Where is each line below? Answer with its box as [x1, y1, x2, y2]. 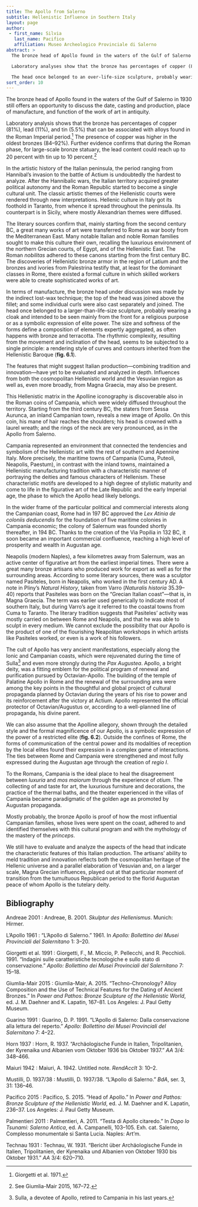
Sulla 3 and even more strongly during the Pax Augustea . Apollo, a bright [6, 658, 181, 666]
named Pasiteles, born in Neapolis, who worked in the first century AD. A [6, 578, 183, 585]
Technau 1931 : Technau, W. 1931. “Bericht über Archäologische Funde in [6, 1142, 183, 1149]
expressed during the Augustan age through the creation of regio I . [6, 759, 169, 766]
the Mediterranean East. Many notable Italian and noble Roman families [6, 232, 179, 240]
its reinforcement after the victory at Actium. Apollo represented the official [6, 697, 189, 704]
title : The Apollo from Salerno [6, 8, 85, 15]
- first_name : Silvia [8, 31, 62, 37]
